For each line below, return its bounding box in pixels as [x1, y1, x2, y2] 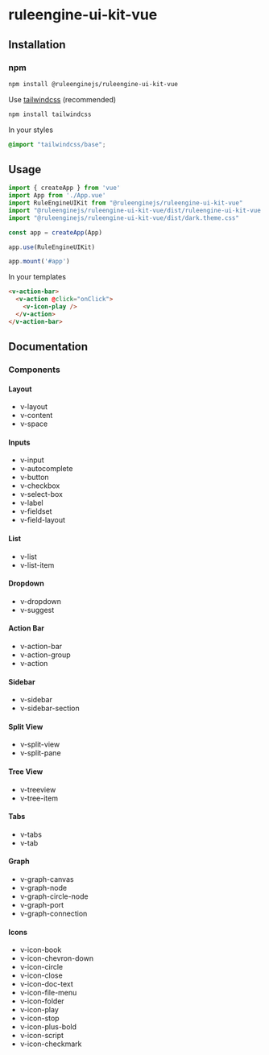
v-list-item [19, 560, 55, 569]
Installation [8, 38, 66, 52]
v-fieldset [19, 507, 52, 516]
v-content [19, 411, 53, 420]
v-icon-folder [19, 996, 64, 1006]
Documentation [8, 340, 89, 354]
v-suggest [19, 605, 55, 614]
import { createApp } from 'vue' [8, 184, 121, 192]
